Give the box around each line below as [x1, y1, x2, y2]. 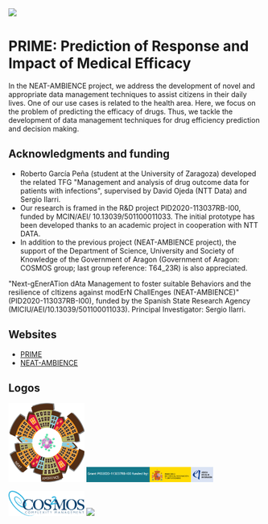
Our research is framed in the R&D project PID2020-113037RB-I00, [19, 203, 241, 212]
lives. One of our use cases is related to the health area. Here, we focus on [8, 98, 256, 107]
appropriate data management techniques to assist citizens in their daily [8, 89, 247, 99]
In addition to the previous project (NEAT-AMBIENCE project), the [19, 237, 237, 247]
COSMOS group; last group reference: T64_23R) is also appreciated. [19, 262, 248, 273]
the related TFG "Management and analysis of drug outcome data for [19, 177, 249, 187]
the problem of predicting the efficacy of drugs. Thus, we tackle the [8, 107, 233, 116]
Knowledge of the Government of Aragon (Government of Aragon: [19, 254, 240, 264]
